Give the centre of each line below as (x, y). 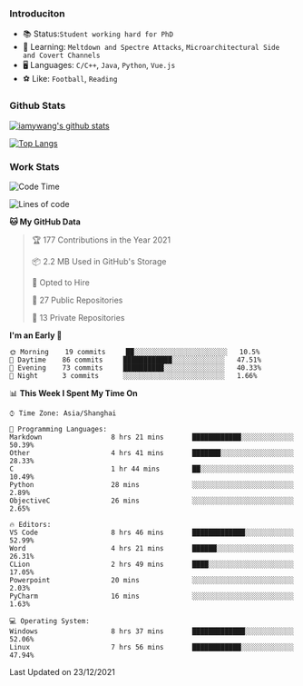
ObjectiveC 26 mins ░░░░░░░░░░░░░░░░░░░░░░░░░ (152, 501)
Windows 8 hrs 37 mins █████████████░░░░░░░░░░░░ (152, 631)
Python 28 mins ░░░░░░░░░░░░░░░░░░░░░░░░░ (152, 484)
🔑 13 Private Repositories (78, 317)
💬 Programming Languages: (58, 429)
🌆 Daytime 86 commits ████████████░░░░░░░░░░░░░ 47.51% (135, 360)
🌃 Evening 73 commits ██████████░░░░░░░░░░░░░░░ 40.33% (135, 368)
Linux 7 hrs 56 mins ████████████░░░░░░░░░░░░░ (152, 647)
